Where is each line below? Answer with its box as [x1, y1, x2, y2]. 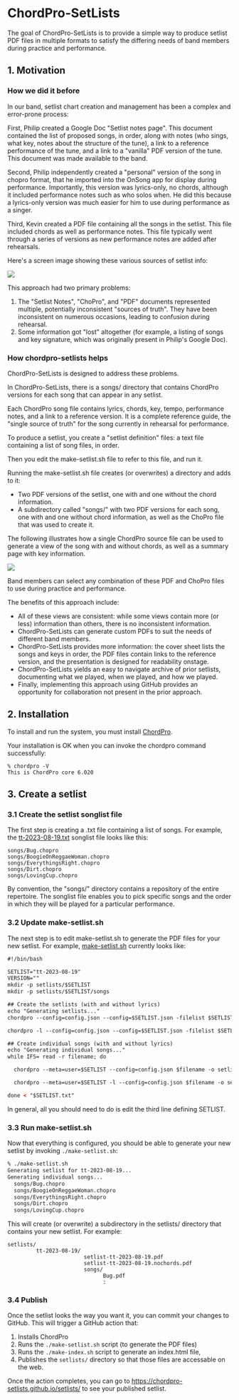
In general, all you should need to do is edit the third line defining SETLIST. [7, 1104, 226, 1113]
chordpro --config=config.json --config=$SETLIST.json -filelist [7, 1014, 205, 1022]
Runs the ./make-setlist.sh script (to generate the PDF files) [17, 1340, 198, 1349]
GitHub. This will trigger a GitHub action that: [7, 1319, 139, 1327]
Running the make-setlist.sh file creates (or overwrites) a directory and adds [7, 468, 231, 477]
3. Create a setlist [7, 788, 87, 800]
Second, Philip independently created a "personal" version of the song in [7, 168, 222, 176]
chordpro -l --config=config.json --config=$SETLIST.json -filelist [7, 1027, 215, 1034]
